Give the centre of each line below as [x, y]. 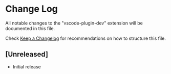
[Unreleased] [27, 54]
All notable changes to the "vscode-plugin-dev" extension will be [74, 23]
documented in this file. [30, 28]
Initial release [27, 66]
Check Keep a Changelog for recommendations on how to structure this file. [86, 38]
